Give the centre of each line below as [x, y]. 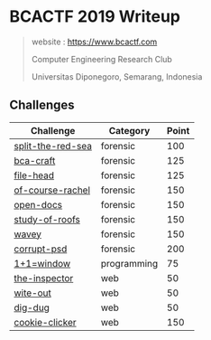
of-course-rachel [52, 190]
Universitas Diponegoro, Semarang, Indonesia [117, 76]
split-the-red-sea [53, 146]
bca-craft [35, 160]
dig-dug [32, 307]
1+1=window [42, 263]
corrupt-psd [41, 249]
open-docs [38, 204]
